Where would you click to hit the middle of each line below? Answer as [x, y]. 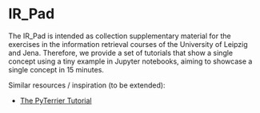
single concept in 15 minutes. [56, 69]
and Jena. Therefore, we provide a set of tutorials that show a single [121, 53]
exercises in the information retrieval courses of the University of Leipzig [128, 44]
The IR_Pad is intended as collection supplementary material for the [120, 36]
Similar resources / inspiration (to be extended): [87, 85]
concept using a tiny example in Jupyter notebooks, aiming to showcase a [130, 61]
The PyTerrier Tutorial [56, 100]
